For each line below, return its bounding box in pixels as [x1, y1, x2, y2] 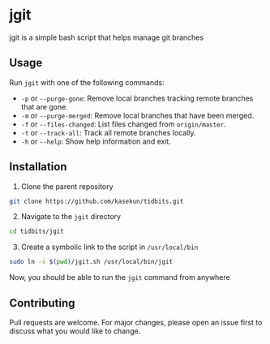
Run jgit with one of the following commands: [9, 77, 165, 87]
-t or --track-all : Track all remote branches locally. [20, 127, 197, 137]
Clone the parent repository [20, 181, 114, 191]
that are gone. [20, 101, 68, 111]
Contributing [9, 296, 75, 310]
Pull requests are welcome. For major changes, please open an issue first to [9, 318, 263, 327]
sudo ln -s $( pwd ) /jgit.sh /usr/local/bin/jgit [9, 258, 174, 266]
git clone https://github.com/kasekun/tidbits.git [9, 197, 184, 205]
